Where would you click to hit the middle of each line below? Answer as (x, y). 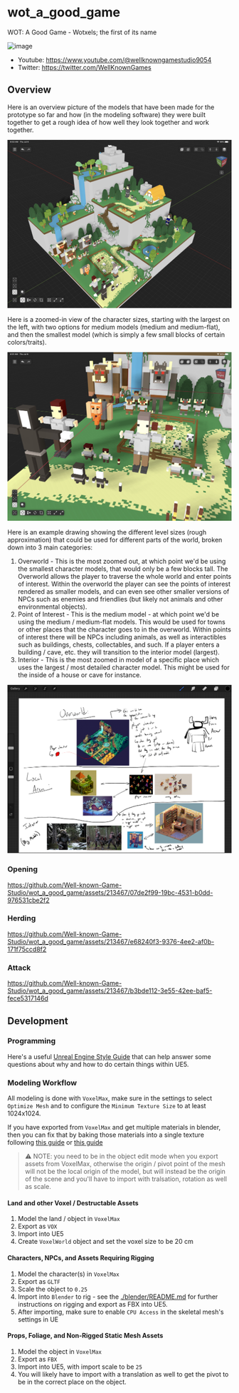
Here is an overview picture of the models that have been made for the (111, 107)
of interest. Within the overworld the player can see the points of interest (124, 584)
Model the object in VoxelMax (59, 1351)
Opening (22, 869)
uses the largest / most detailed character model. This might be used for (123, 667)
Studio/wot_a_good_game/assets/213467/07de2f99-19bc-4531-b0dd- (110, 892)
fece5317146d (28, 998)
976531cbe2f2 (28, 900)
